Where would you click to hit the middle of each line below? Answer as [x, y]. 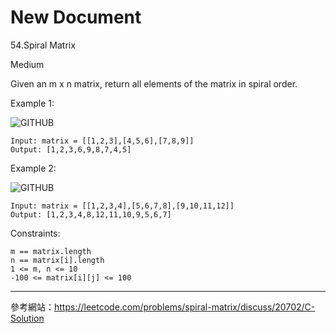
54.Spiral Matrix [43, 45]
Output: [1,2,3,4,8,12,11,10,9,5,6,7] [91, 214]
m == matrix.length [51, 251]
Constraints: [35, 233]
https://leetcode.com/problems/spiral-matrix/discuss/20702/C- [185, 307]
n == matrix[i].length [57, 260]
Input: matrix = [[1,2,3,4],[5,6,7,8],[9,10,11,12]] [122, 206]
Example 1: [32, 103]
